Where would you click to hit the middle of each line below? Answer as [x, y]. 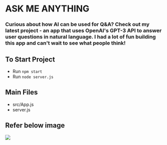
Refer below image [35, 125]
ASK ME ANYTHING [47, 9]
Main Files [22, 92]
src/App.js [23, 104]
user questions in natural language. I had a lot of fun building [81, 37]
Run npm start [27, 71]
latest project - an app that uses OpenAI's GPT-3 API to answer [83, 30]
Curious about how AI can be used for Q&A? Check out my [77, 24]
